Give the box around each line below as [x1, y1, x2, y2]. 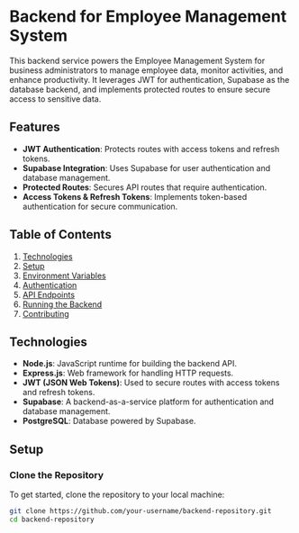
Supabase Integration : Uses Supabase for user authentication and [22, 162, 271, 173]
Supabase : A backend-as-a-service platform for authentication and [22, 396, 275, 407]
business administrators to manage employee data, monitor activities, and [9, 65, 284, 76]
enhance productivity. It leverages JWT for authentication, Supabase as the [9, 74, 290, 85]
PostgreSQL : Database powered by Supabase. [22, 416, 196, 427]
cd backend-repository [9, 515, 95, 524]
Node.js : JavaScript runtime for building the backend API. [22, 358, 237, 369]
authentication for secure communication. [22, 201, 178, 212]
